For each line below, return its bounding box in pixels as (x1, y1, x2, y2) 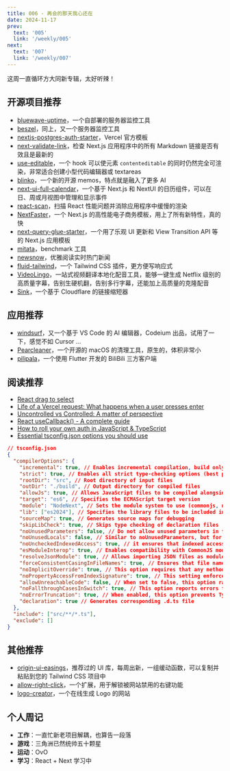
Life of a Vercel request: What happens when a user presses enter (16, 403, 204, 411)
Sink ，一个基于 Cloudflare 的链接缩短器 (16, 287, 129, 296)
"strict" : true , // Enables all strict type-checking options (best (19, 471, 219, 477)
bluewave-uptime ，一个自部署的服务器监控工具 (16, 116, 151, 124)
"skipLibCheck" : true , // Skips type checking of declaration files (19, 521, 219, 528)
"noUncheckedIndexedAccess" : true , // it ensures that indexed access (19, 541, 225, 547)
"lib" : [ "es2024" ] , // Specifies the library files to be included (19, 508, 216, 515)
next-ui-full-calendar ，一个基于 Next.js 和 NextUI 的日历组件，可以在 (16, 185, 212, 193)
